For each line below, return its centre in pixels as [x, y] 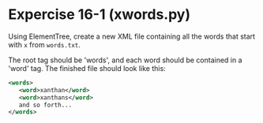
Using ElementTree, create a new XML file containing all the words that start [131, 36]
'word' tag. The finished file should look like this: [87, 68]
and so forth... [45, 105]
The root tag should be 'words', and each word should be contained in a [125, 60]
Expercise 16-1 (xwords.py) [100, 15]
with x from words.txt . [45, 44]
